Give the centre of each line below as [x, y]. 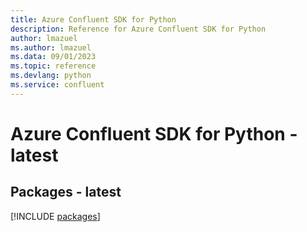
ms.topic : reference [53, 66]
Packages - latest [66, 192]
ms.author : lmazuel [51, 47]
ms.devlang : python [51, 76]
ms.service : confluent [57, 85]
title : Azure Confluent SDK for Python [93, 19]
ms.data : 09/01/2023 [53, 57]
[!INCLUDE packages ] [55, 216]
